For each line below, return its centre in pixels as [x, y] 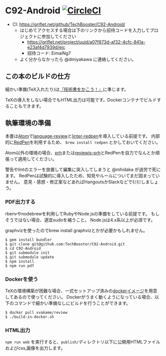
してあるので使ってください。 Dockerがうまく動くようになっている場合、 [80, 297]
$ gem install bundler [28, 240]
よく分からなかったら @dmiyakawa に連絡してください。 [78, 59]
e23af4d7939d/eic [46, 47]
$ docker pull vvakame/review [36, 313]
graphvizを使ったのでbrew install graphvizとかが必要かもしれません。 [76, 230]
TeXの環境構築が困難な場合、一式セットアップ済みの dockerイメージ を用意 [81, 291]
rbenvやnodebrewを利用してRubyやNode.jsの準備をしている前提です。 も [80, 213]
